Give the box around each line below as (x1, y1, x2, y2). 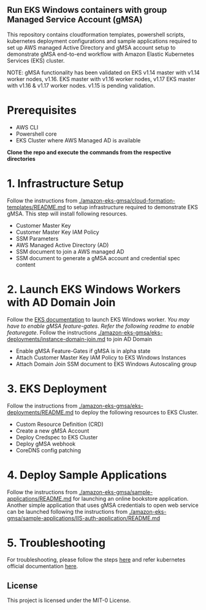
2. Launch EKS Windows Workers (7, 282, 181, 296)
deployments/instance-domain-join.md (7, 335, 106, 342)
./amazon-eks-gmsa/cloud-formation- (78, 196, 175, 204)
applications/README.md (7, 495, 72, 502)
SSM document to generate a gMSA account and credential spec (15, 254, 180, 261)
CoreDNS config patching (15, 446, 82, 454)
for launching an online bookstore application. (72, 495, 189, 502)
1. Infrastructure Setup (7, 176, 124, 190)
